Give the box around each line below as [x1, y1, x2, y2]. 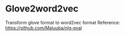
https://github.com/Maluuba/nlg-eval [5, 24, 82, 30]
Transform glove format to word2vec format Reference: [5, 19, 120, 25]
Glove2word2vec [5, 3, 79, 14]
